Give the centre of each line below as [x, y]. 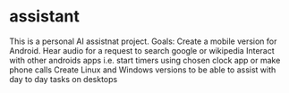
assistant [45, 17]
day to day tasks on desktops [64, 79]
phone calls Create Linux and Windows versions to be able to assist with [143, 70]
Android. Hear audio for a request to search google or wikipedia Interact [142, 50]
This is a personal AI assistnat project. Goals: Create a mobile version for [143, 41]
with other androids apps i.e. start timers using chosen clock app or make [145, 60]
